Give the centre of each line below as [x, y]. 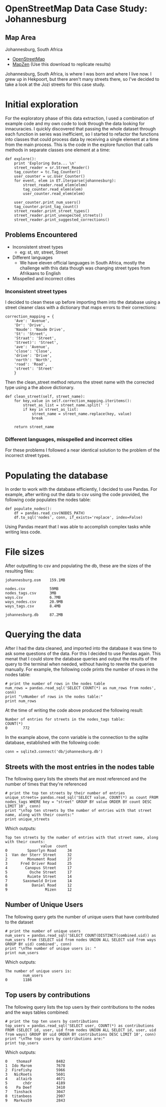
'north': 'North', [33, 360]
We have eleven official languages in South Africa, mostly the [82, 262]
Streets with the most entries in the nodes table [80, 767]
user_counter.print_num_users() [47, 202]
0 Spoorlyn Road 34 [38, 850]
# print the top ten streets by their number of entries [65, 793]
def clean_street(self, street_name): [45, 397]
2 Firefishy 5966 [35, 1070]
